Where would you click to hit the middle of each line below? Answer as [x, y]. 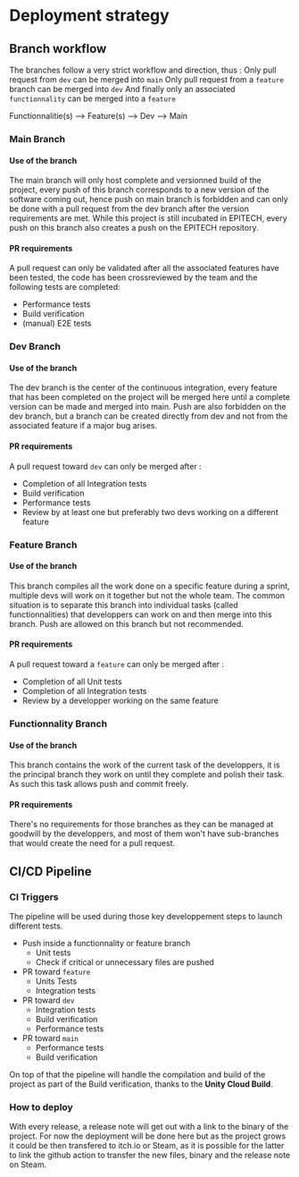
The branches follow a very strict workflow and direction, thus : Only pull [143, 70]
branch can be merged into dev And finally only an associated [122, 89]
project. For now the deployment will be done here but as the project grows [148, 1136]
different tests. [36, 926]
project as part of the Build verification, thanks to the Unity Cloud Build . [141, 1084]
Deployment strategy [89, 16]
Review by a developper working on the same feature [120, 700]
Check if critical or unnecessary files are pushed [125, 962]
